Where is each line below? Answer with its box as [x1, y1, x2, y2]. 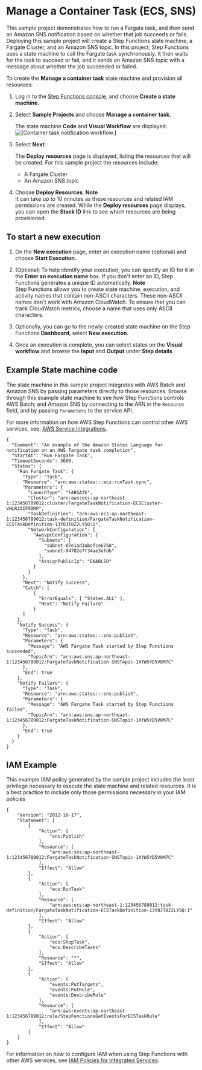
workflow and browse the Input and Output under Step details [14, 347, 173, 354]
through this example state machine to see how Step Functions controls [6, 394, 185, 401]
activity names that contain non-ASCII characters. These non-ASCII [14, 292, 183, 299]
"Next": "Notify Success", [22, 579, 90, 586]
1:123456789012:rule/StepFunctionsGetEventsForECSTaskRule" [6, 1013, 161, 1020]
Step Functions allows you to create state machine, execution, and [14, 285, 180, 293]
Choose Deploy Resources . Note [14, 189, 98, 196]
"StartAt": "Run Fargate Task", [11, 452, 93, 458]
